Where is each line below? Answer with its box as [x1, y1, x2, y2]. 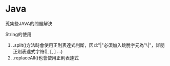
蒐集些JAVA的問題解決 [5, 20, 53, 26]
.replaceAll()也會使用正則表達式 [12, 54, 79, 61]
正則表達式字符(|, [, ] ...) [12, 48, 63, 54]
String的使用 [5, 31, 32, 37]
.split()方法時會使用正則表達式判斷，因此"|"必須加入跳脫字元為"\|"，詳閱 [12, 42, 165, 48]
